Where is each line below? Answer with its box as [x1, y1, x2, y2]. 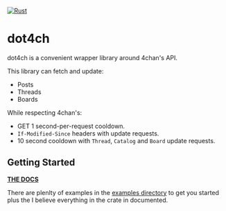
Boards [17, 95, 38, 103]
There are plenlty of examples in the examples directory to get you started [7, 188, 220, 196]
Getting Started [7, 156, 76, 169]
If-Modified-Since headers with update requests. [17, 129, 159, 138]
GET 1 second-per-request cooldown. [17, 122, 125, 130]
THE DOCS [7, 175, 40, 183]
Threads [17, 87, 42, 96]
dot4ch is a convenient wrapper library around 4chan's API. [7, 53, 178, 62]
